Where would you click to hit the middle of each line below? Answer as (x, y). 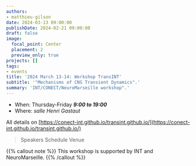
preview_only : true (35, 55)
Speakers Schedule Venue (53, 140)
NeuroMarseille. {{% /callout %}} (46, 157)
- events (17, 72)
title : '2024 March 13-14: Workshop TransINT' (64, 77)
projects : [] (22, 60)
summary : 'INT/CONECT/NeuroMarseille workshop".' (68, 88)
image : (14, 39)
